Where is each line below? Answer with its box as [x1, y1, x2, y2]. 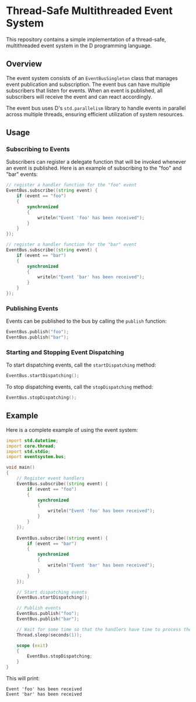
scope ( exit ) [16, 642, 48, 648]
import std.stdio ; [6, 448, 51, 454]
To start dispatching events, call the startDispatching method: [6, 361, 156, 369]
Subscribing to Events [6, 145, 70, 153]
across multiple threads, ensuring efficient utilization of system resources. [6, 110, 184, 117]
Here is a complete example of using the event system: [6, 426, 138, 433]
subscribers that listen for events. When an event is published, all [6, 87, 163, 94]
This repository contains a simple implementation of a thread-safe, [6, 36, 166, 43]
